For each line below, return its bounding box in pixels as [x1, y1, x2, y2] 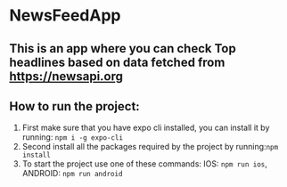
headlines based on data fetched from [9, 54, 225, 69]
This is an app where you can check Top [9, 41, 236, 56]
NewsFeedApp [9, 5, 121, 26]
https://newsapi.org [9, 69, 123, 84]
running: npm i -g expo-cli [21, 132, 123, 142]
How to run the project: [9, 99, 140, 114]
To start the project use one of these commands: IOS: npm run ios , [21, 159, 267, 169]
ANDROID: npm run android [21, 168, 123, 179]
